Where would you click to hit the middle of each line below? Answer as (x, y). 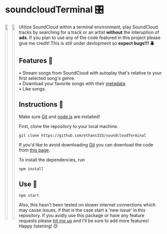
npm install (31, 169)
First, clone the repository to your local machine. (69, 126)
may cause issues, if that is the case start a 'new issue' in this (82, 210)
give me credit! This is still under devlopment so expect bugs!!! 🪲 (86, 43)
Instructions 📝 (41, 105)
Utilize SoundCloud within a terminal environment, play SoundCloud (88, 27)
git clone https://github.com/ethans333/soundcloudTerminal (82, 135)
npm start (29, 195)
